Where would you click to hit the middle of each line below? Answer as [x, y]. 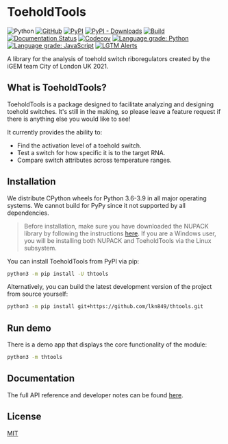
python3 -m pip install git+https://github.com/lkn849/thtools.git [105, 307]
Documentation [41, 378]
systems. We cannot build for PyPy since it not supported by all [97, 205]
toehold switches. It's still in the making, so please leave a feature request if [114, 111]
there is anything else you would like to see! [69, 119]
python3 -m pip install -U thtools [58, 274]
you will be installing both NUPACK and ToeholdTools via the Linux [117, 240]
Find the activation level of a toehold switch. [79, 145]
